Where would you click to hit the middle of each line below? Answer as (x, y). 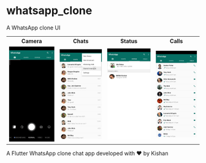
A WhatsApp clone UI (33, 28)
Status (129, 41)
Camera (32, 41)
